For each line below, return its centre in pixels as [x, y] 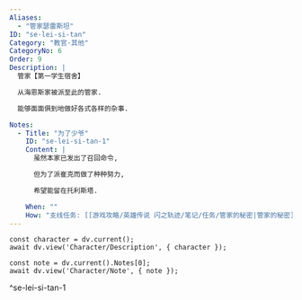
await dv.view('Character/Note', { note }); [94, 271]
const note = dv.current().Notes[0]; [80, 263]
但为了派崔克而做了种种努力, [79, 174]
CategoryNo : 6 [36, 51]
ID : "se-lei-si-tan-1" [68, 141]
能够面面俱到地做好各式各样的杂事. [73, 109]
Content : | [46, 150]
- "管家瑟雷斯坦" [46, 26]
